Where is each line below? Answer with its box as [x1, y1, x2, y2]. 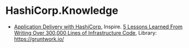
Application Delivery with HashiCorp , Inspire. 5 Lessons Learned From [13, 23, 183, 30]
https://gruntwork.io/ [13, 35, 65, 42]
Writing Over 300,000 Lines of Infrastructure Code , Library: [13, 29, 157, 36]
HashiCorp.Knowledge [5, 4, 118, 17]
